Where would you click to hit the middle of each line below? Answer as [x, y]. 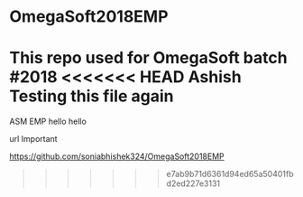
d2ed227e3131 [193, 183]
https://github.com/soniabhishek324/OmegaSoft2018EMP [117, 156]
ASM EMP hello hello [48, 122]
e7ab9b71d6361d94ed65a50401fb [230, 174]
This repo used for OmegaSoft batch [148, 58]
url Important [33, 139]
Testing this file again [92, 96]
